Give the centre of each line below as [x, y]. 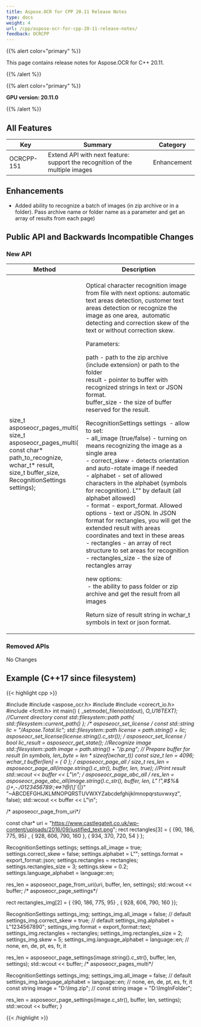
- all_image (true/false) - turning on [136, 438]
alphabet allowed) [111, 498]
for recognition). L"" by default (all [133, 490]
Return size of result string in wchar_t [138, 615]
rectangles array [109, 565]
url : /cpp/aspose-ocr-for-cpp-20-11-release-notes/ [72, 28]
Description [139, 269]
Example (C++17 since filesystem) [71, 678]
